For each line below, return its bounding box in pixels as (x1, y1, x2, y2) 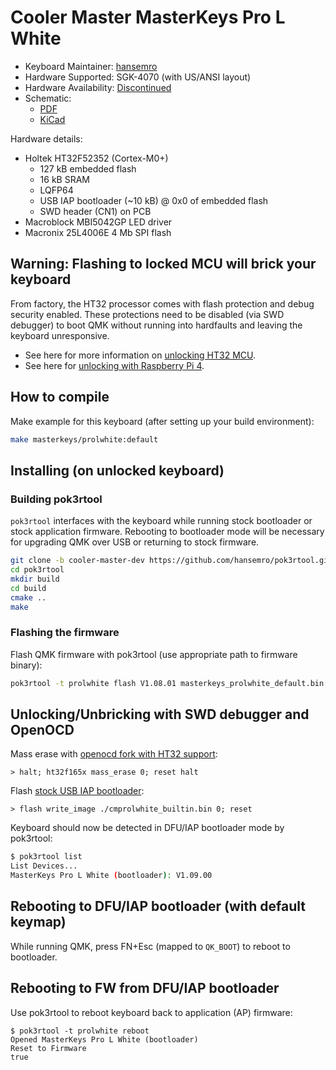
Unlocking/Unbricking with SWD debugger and (10, 706, 310, 723)
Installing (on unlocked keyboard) (10, 462, 225, 479)
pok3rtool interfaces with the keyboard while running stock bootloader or (10, 515, 313, 527)
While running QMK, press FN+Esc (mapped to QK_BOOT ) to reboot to (10, 940, 291, 952)
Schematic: (24, 92, 72, 104)
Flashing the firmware (10, 626, 120, 640)
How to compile (10, 389, 110, 406)
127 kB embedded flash (39, 162, 137, 175)
